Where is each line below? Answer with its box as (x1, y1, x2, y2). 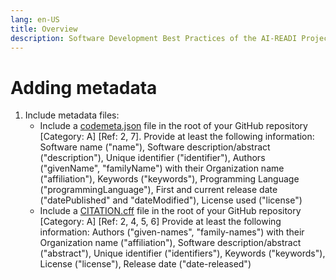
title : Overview (10, 24, 78, 34)
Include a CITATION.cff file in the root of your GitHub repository (39, 205, 302, 217)
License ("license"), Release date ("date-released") (39, 258, 252, 270)
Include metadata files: (24, 109, 120, 121)
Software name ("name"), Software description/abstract (39, 141, 271, 153)
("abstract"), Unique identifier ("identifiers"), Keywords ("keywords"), (39, 247, 326, 260)
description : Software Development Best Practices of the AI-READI (10, 33, 298, 43)
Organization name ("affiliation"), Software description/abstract (39, 237, 302, 249)
